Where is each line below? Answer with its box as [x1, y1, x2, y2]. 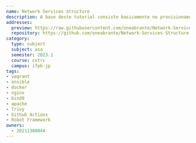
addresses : [6, 19, 33, 25]
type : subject [11, 41, 45, 47]
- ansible [6, 79, 30, 85]
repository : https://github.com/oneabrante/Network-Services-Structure [11, 30, 190, 36]
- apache [6, 100, 27, 107]
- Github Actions [6, 111, 48, 117]
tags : [6, 68, 19, 74]
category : [6, 36, 30, 41]
